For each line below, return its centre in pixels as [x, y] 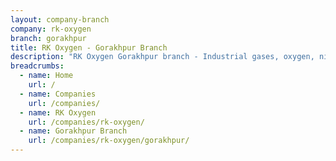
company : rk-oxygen [51, 29]
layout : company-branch [60, 19]
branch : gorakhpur [48, 38]
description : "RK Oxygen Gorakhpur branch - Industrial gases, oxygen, [162, 57]
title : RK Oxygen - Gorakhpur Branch [89, 47]
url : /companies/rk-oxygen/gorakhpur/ [109, 141]
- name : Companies [58, 94]
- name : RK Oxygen [58, 112]
